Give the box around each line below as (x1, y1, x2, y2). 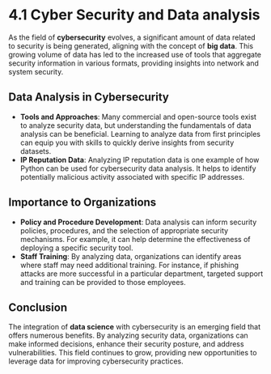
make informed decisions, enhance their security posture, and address (8, 339, 244, 349)
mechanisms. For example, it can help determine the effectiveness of (19, 234, 251, 244)
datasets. (19, 146, 52, 155)
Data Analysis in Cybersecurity (8, 91, 170, 104)
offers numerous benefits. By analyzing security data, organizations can (8, 330, 248, 341)
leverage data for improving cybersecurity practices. (8, 356, 184, 366)
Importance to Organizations (8, 196, 157, 210)
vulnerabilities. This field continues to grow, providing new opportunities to (8, 348, 257, 358)
